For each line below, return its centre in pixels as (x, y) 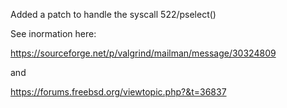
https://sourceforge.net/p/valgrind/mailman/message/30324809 (143, 53)
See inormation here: (53, 33)
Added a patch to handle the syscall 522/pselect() (113, 14)
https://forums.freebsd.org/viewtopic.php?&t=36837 (118, 92)
